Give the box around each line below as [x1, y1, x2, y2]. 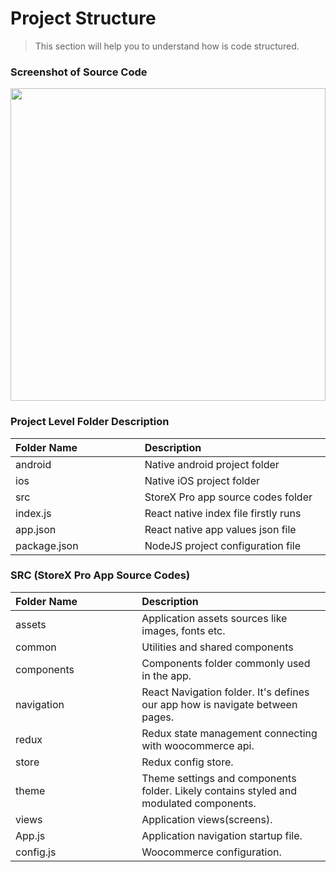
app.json [15, 522, 57, 536]
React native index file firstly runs [144, 506, 302, 520]
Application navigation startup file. [141, 828, 303, 842]
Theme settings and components [141, 771, 297, 785]
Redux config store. [141, 755, 234, 769]
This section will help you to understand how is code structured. [34, 40, 300, 52]
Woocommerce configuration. [141, 845, 282, 859]
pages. [141, 710, 175, 724]
